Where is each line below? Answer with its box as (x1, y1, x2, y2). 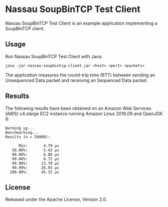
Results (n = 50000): (5, 134, 51, 139)
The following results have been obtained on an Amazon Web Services (5, 105, 151, 111)
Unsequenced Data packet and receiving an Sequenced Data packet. (5, 77, 148, 83)
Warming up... (5, 126, 35, 131)
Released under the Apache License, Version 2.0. (5, 196, 107, 202)
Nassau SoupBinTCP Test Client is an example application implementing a (5, 20, 157, 26)
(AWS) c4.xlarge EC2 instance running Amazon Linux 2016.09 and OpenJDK (5, 111, 163, 117)
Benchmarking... (5, 130, 39, 135)
